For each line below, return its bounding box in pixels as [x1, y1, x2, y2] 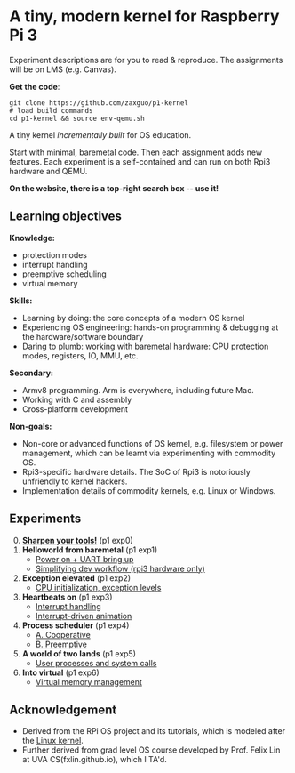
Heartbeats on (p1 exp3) [21, 592, 113, 602]
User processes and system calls [35, 657, 157, 668]
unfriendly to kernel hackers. [21, 476, 128, 487]
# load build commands [9, 106, 93, 115]
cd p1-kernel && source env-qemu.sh [9, 114, 145, 123]
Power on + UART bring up [35, 553, 134, 564]
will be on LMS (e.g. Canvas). [9, 64, 117, 75]
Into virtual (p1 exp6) [21, 667, 100, 678]
